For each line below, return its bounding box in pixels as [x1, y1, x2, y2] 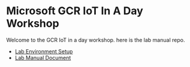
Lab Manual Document [14, 54, 71, 61]
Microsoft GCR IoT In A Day [6, 4, 144, 18]
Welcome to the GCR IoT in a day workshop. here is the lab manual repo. [6, 36, 185, 43]
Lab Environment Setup [14, 47, 73, 55]
